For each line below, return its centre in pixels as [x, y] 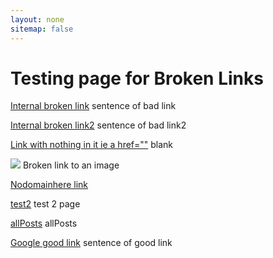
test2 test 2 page [45, 204]
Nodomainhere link [49, 185]
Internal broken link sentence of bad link [93, 106]
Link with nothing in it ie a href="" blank [92, 145]
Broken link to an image [71, 165]
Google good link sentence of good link [91, 243]
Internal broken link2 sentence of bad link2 [98, 125]
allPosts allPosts [44, 223]
